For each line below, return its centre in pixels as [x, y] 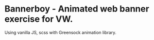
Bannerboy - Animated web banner [77, 9]
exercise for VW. [39, 19]
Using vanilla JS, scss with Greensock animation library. [60, 32]
